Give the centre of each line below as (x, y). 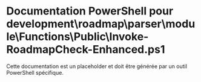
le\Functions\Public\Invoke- (77, 37)
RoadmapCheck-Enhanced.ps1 (86, 50)
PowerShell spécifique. (35, 72)
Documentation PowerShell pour (90, 11)
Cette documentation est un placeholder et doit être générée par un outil (97, 66)
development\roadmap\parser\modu (101, 24)
